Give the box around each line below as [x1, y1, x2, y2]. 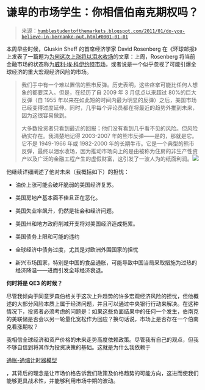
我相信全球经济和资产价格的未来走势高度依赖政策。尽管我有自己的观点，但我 [6, 336, 199, 343]
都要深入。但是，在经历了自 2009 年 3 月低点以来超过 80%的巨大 [32, 88, 197, 96]
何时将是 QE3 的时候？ [6, 279, 63, 287]
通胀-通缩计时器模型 [6, 356, 57, 364]
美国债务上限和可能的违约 [15, 233, 80, 240]
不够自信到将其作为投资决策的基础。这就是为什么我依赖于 [6, 343, 151, 351]
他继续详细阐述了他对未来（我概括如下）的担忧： [6, 168, 129, 175]
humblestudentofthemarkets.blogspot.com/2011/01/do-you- [37, 28, 185, 34]
